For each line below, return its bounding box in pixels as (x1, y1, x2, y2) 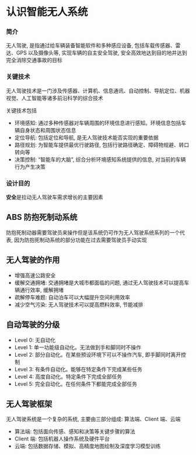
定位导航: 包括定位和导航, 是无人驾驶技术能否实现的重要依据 (14, 134, 159, 141)
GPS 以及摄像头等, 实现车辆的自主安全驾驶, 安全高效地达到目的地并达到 (16, 49, 188, 56)
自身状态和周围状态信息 (19, 126, 76, 133)
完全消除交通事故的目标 (6, 57, 62, 64)
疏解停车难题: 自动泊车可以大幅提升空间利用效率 (14, 294, 130, 301)
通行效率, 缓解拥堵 (19, 286, 64, 293)
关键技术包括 (6, 106, 37, 114)
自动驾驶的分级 (6, 320, 60, 330)
